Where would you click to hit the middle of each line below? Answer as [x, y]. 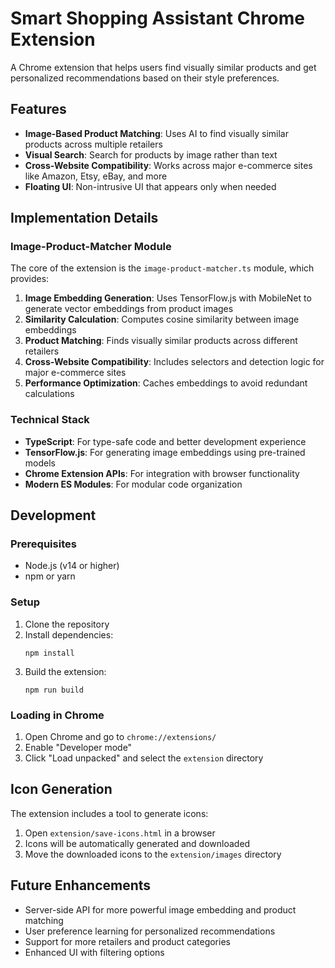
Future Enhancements [81, 885]
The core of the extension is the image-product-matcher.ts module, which [162, 268]
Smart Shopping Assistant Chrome [158, 18]
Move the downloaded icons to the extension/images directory [153, 854]
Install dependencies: [69, 634]
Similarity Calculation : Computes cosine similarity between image [162, 319]
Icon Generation [61, 789]
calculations [49, 394]
